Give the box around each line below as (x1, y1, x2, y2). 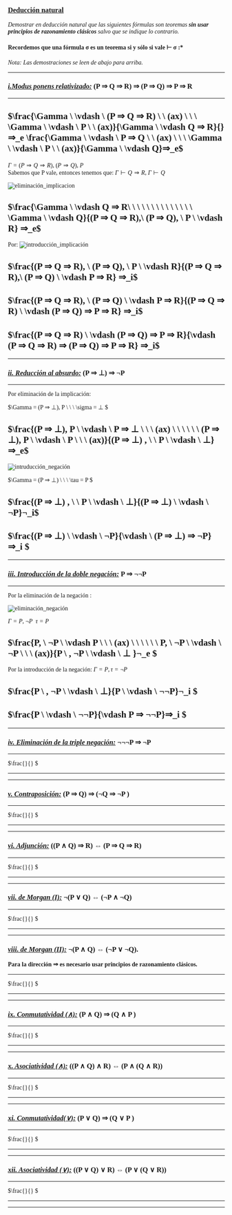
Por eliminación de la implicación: (8, 391, 92, 398)
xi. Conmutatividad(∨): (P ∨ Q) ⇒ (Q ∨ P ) (8, 1113, 135, 1123)
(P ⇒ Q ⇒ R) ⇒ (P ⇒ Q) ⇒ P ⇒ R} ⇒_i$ (8, 340, 160, 351)
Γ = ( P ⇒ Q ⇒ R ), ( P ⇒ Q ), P (8, 161, 84, 169)
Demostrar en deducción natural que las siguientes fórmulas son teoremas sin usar (8, 21, 209, 29)
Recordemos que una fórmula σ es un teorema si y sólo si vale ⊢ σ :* (8, 43, 184, 51)
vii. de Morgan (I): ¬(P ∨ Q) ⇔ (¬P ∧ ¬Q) (8, 893, 132, 902)
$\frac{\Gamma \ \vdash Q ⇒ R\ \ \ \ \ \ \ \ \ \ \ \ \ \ (8, 202, 193, 212)
